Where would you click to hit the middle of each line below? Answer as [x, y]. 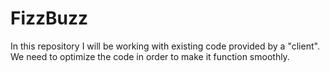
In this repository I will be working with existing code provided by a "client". [165, 46]
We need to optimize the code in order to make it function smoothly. [150, 56]
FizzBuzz [49, 18]
